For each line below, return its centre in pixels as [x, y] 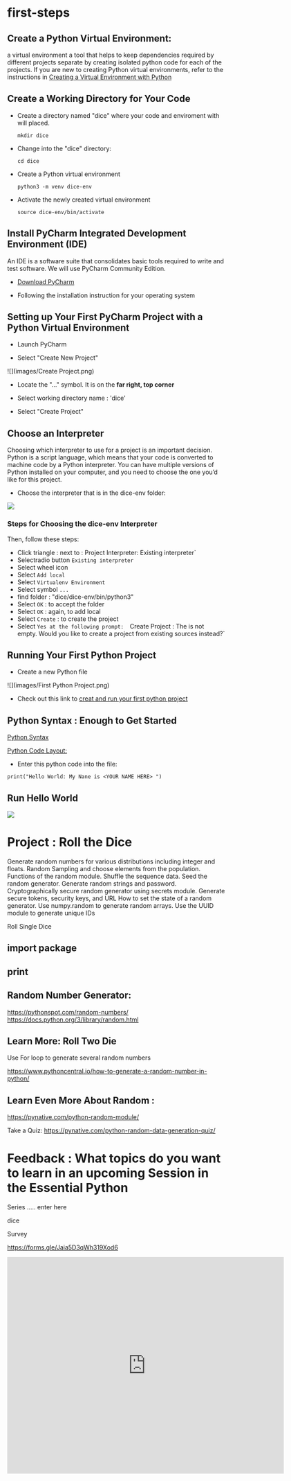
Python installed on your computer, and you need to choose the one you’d [112, 472]
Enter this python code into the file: [67, 764]
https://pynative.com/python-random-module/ [73, 1117]
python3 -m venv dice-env [54, 186]
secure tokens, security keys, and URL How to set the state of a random [110, 898]
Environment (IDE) [47, 244]
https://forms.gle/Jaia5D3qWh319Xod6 [63, 1247]
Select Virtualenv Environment [61, 582]
